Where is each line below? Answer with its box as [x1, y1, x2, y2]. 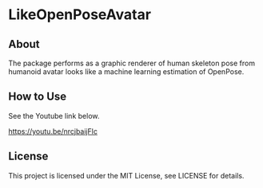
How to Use [8, 90, 67, 104]
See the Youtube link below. [8, 111, 100, 120]
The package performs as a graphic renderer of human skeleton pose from [8, 58, 256, 68]
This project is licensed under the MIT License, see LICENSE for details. [8, 170, 245, 180]
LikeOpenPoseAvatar [8, 6, 152, 24]
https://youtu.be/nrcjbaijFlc [8, 126, 98, 136]
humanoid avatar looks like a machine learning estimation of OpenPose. [8, 67, 245, 76]
